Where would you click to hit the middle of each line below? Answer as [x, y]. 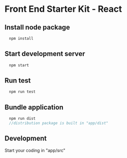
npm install [21, 38]
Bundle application [34, 107]
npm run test [22, 92]
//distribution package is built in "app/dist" [59, 123]
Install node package [37, 27]
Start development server [45, 54]
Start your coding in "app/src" [35, 150]
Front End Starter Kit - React [63, 9]
